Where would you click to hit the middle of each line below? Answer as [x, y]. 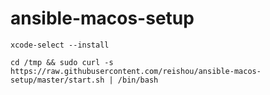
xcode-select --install [60, 45]
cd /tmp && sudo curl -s [62, 62]
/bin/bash [138, 80]
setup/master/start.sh [57, 80]
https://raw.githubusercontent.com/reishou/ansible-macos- [136, 71]
